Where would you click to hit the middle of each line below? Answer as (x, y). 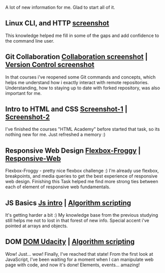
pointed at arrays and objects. (37, 226)
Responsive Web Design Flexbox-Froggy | (73, 150)
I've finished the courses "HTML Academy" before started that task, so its (82, 129)
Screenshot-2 (27, 117)
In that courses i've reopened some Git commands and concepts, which (80, 77)
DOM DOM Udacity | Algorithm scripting (70, 242)
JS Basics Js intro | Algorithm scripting (68, 203)
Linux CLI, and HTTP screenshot (57, 23)
